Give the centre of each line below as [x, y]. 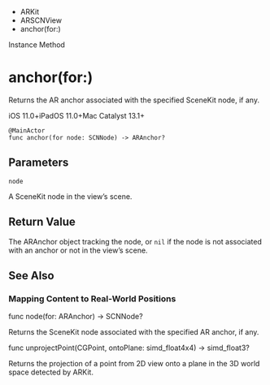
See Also [31, 275]
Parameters [39, 163]
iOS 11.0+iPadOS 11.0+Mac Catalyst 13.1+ [76, 115]
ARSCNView [41, 20]
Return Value [42, 222]
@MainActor [27, 130]
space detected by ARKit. [51, 372]
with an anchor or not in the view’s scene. [78, 250]
